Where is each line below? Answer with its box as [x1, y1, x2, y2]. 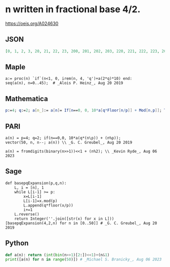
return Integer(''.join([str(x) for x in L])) [14, 216, 114, 221]
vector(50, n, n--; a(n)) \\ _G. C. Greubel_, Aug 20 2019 [5, 140, 133, 145]
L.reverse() [14, 212, 39, 217]
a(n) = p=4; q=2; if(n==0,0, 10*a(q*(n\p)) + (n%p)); [5, 135, 121, 140]
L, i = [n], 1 [14, 185, 44, 190]
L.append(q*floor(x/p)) [23, 202, 73, 208]
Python [5, 239, 29, 248]
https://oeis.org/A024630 [5, 20, 59, 26]
